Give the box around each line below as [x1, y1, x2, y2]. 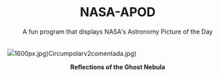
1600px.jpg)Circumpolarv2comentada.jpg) [14, 49, 137, 57]
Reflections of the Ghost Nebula [69, 62, 166, 71]
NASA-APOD [79, 4, 156, 20]
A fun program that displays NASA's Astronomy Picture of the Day [22, 27, 213, 36]
